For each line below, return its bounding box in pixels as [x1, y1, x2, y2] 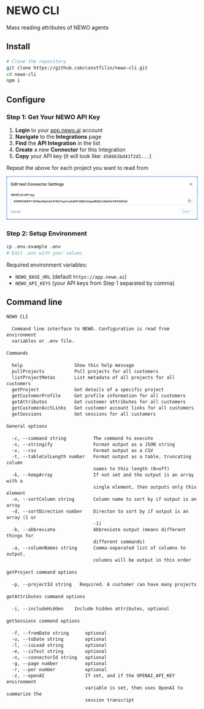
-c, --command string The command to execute [12, 436, 154, 442]
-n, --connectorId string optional [12, 655, 107, 661]
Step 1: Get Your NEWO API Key [6, 113, 100, 121]
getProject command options [6, 570, 78, 576]
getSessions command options [6, 618, 80, 624]
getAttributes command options [6, 594, 86, 600]
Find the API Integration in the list [15, 139, 100, 147]
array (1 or [6, 515, 36, 521]
